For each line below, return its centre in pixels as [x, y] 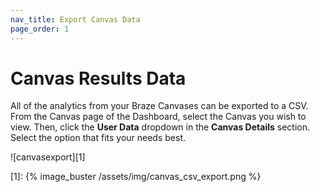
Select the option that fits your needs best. [98, 138]
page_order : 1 [40, 29]
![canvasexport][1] [48, 157]
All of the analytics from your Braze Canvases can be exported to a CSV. [159, 106]
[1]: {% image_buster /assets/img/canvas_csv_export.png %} [136, 177]
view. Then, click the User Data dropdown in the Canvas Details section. [160, 127]
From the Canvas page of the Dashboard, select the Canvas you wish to [158, 117]
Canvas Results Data [98, 78]
